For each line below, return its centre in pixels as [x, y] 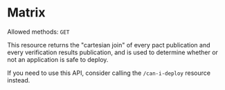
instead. [19, 80]
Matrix [26, 13]
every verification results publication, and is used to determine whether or [112, 52]
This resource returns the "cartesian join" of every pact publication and [109, 45]
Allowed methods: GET [38, 32]
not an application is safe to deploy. [58, 59]
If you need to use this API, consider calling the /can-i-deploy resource [109, 73]
